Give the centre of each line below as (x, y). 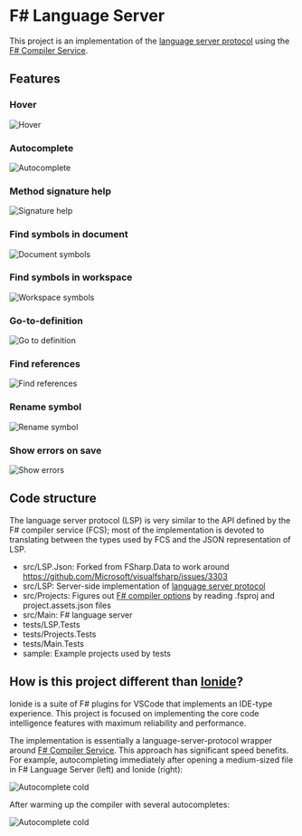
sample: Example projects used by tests (97, 653)
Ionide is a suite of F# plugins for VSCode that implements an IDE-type (141, 704)
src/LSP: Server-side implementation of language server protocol (144, 586)
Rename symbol (46, 407)
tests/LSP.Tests (51, 624)
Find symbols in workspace (71, 277)
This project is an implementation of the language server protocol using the (150, 41)
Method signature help (60, 191)
